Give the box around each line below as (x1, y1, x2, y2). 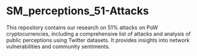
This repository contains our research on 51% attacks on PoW (6, 24, 158, 31)
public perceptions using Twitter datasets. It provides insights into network (6, 36, 190, 43)
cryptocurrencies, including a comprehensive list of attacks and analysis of (6, 30, 191, 37)
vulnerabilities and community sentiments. (6, 43, 110, 50)
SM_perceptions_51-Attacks (6, 4, 149, 18)
